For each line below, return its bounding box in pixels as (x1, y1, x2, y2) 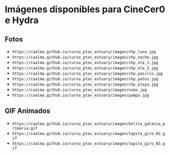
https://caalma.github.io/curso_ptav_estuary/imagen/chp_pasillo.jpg (12, 71, 163, 76)
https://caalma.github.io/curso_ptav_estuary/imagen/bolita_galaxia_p (12, 121, 165, 126)
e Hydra (5, 14, 39, 26)
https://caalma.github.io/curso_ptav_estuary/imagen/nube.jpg (12, 87, 147, 93)
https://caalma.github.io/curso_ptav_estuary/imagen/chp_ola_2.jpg (12, 65, 158, 71)
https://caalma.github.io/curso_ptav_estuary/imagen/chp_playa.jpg (12, 82, 158, 87)
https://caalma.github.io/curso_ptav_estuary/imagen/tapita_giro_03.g (12, 141, 165, 146)
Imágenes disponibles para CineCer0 (5, 4, 165, 15)
